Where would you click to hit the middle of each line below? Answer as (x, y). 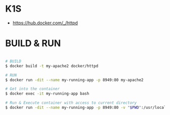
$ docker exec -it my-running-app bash (47, 94)
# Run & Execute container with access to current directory (71, 103)
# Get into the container (32, 89)
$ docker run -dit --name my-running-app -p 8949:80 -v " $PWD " (73, 107)
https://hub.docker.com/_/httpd (45, 23)
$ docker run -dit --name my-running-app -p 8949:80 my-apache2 (74, 80)
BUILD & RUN (33, 43)
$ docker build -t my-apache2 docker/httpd (52, 66)
